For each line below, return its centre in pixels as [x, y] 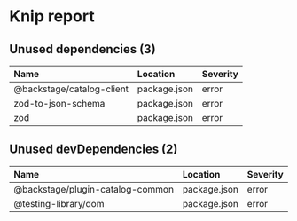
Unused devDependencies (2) [94, 150]
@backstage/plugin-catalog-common [94, 189]
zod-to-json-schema [59, 103]
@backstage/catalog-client [71, 89]
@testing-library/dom [59, 203]
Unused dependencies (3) [83, 49]
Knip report [52, 16]
